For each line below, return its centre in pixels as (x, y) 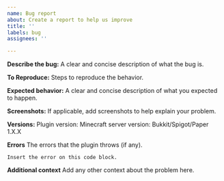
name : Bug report (32, 13)
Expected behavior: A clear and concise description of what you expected (112, 91)
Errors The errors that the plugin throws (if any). (75, 145)
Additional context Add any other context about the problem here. (101, 170)
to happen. (22, 98)
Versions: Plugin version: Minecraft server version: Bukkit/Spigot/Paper (108, 124)
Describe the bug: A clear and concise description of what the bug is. (106, 64)
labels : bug (24, 32)
